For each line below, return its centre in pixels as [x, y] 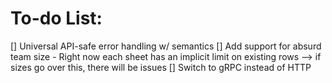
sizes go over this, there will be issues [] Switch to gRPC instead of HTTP [161, 67]
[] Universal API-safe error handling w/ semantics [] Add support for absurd [166, 46]
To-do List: [56, 18]
